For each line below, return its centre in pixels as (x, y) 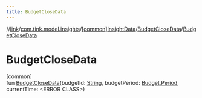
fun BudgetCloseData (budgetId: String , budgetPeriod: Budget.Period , (93, 82)
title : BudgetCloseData (36, 12)
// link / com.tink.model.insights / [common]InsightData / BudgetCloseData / (95, 29)
